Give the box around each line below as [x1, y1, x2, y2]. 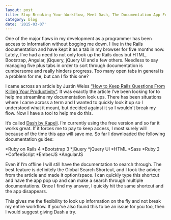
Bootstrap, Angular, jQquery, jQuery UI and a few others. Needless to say [5, 57, 159, 64]
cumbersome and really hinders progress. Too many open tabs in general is [5, 68, 164, 74]
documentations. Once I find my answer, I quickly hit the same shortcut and [5, 183, 164, 189]
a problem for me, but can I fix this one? [5, 73, 89, 79]
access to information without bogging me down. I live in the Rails [5, 41, 144, 47]
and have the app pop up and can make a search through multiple [5, 177, 144, 183]
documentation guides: [5, 136, 54, 142]
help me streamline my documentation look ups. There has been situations [5, 94, 162, 100]
